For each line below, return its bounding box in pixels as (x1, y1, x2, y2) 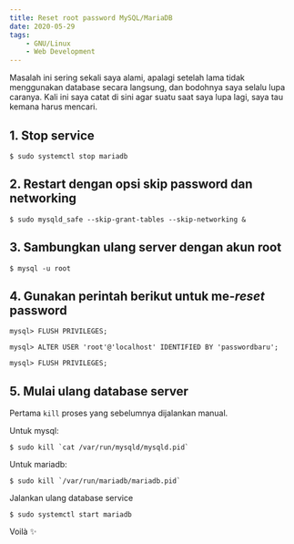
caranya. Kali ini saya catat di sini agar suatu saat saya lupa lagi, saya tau (9, 92, 284, 103)
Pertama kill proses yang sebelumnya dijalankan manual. (9, 407, 228, 419)
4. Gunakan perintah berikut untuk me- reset (9, 288, 266, 303)
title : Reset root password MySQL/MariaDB (9, 13, 173, 23)
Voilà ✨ (9, 526, 37, 538)
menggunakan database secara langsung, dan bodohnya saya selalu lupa (9, 82, 286, 93)
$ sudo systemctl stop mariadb (9, 151, 128, 160)
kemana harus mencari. (9, 101, 98, 112)
